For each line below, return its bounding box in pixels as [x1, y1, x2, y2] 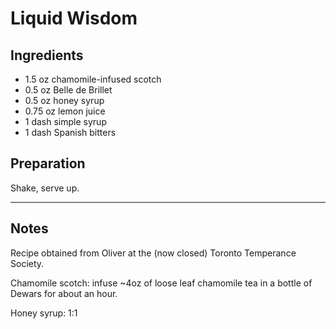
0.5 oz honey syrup [24, 95, 105, 106]
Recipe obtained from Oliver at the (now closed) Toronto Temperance [10, 247, 297, 259]
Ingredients [10, 47, 84, 64]
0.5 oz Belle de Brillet [24, 84, 113, 96]
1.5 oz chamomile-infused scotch [24, 73, 162, 85]
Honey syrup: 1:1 [10, 307, 78, 319]
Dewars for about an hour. [10, 287, 118, 299]
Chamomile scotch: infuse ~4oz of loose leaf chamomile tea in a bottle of [10, 277, 313, 289]
